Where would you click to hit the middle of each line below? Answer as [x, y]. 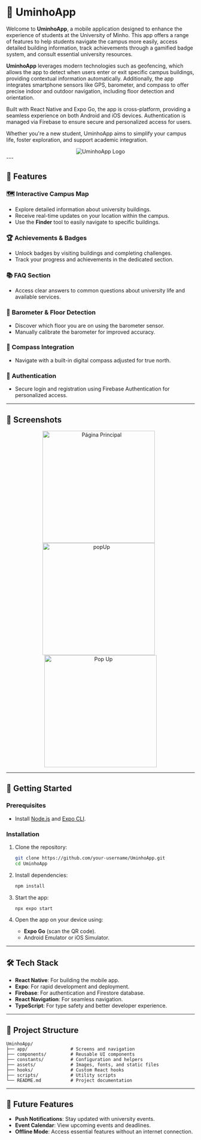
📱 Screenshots [34, 420]
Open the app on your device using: [59, 920]
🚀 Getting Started [39, 789]
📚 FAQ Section [28, 275]
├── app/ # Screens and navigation [71, 1049]
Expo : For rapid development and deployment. [72, 987]
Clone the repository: [41, 847]
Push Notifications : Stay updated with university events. [85, 1118]
